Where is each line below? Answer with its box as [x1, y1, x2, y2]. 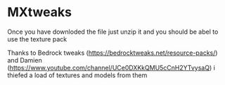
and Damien [7, 55, 42, 64]
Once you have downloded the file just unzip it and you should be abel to [7, 27, 219, 36]
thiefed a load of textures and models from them [7, 71, 148, 79]
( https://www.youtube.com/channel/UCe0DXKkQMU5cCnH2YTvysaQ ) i [7, 63, 216, 72]
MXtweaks [7, 4, 72, 20]
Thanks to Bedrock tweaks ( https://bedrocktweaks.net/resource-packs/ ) [7, 48, 218, 57]
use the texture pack [7, 34, 67, 43]
